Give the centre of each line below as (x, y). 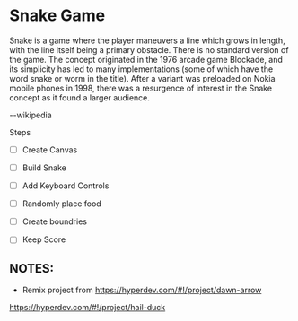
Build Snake (44, 168)
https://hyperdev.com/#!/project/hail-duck (88, 308)
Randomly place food (61, 204)
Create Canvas (50, 150)
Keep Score (44, 239)
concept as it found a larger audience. (80, 97)
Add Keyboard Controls (66, 186)
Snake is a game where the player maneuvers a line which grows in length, (147, 40)
